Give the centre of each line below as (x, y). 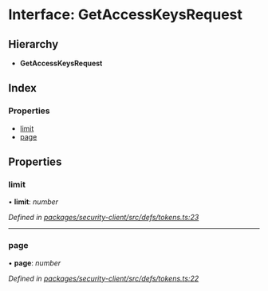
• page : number (35, 263)
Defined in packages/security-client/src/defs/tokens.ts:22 (104, 278)
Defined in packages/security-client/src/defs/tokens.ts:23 (104, 218)
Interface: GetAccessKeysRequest (126, 15)
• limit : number (33, 202)
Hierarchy (33, 44)
